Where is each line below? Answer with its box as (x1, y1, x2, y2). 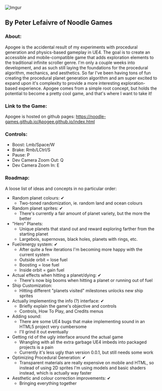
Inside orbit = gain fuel (19, 267, 64, 273)
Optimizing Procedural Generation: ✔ (12, 354, 86, 360)
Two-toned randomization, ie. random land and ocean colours (19, 200, 143, 206)
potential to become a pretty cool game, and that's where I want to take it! (5, 90, 152, 96)
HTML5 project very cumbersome (19, 324, 87, 329)
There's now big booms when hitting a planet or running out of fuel (19, 277, 153, 283)
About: (5, 33, 22, 40)
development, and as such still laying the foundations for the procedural (5, 64, 148, 70)
